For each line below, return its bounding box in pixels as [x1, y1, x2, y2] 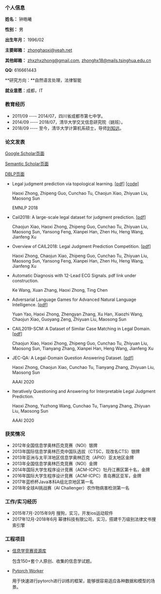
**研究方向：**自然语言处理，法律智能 [5, 77, 82, 83]
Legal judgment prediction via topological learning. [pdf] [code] [12, 181, 139, 187]
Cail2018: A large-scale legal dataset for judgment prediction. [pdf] [12, 214, 146, 220]
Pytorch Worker [12, 568, 44, 574]
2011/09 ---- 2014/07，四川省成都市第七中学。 [12, 113, 106, 119]
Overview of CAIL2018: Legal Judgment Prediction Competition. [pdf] [12, 243, 151, 249]
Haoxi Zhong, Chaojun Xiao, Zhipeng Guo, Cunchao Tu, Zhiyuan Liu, [12, 253, 149, 259]
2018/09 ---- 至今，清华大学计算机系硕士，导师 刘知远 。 [12, 125, 124, 131]
